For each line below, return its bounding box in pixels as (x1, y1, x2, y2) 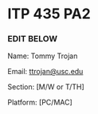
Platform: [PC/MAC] (7, 97, 73, 108)
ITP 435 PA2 (7, 5, 91, 23)
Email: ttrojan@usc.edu (7, 67, 84, 77)
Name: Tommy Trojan (7, 51, 78, 61)
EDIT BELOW (7, 33, 57, 45)
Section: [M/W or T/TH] (7, 82, 84, 92)
